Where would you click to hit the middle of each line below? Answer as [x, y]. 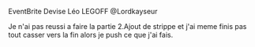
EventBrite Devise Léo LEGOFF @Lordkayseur [83, 11]
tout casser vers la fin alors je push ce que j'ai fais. [91, 35]
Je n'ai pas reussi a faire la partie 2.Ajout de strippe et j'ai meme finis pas [127, 26]
